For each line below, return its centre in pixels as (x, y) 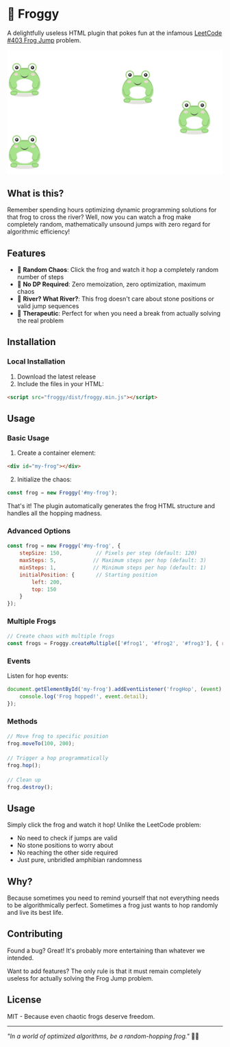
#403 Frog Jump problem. (44, 40)
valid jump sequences (48, 306)
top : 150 (44, 589)
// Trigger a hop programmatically (58, 758)
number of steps (40, 277)
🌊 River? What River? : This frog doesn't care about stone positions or (115, 299)
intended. (21, 957)
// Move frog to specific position (58, 736)
